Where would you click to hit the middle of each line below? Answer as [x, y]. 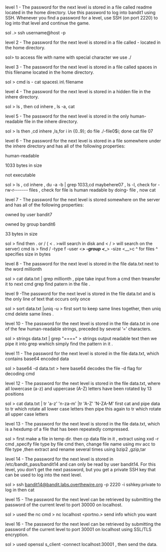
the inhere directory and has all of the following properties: [65, 146]
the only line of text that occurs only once [48, 299]
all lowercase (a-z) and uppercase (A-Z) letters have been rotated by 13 [79, 389]
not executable [20, 175]
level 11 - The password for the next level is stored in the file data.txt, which [82, 353]
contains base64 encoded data [37, 359]
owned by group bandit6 [30, 224]
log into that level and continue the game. [48, 23]
